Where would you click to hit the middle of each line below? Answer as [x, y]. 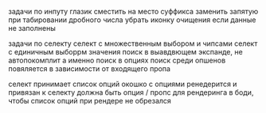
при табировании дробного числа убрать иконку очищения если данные [132, 20]
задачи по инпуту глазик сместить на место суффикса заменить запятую [133, 11]
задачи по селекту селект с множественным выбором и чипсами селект [133, 43]
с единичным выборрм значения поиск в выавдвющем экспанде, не [125, 52]
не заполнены [32, 28]
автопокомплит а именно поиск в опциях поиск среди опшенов [117, 60]
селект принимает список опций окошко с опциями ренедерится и [123, 84]
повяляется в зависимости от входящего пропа [90, 69]
